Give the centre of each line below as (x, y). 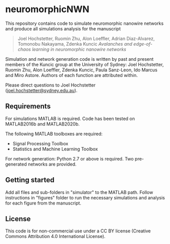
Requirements (28, 107)
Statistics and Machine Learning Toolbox (55, 149)
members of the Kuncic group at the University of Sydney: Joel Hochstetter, (84, 64)
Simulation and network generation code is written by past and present (79, 59)
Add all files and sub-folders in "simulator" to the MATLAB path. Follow (79, 192)
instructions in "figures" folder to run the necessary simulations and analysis (85, 197)
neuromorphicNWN (47, 9)
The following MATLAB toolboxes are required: (54, 134)
